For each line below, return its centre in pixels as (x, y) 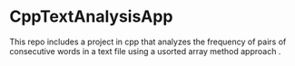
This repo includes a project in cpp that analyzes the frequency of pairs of (148, 42)
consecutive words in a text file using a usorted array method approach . (145, 51)
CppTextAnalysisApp (91, 17)
